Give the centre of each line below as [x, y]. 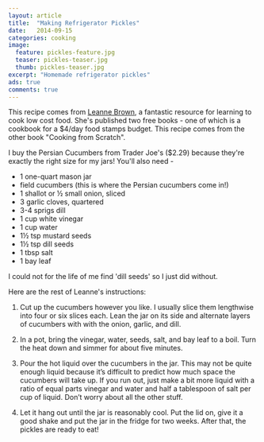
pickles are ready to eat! [59, 429]
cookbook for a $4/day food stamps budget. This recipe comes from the [126, 129]
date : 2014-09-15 [40, 30]
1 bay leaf [35, 261]
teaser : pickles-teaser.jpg [62, 60]
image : [19, 45]
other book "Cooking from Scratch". [67, 138]
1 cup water [38, 227]
